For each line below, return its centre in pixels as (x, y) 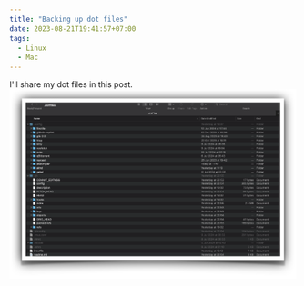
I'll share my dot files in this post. (71, 84)
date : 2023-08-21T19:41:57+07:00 (73, 29)
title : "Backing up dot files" (69, 19)
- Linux (32, 48)
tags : (20, 38)
